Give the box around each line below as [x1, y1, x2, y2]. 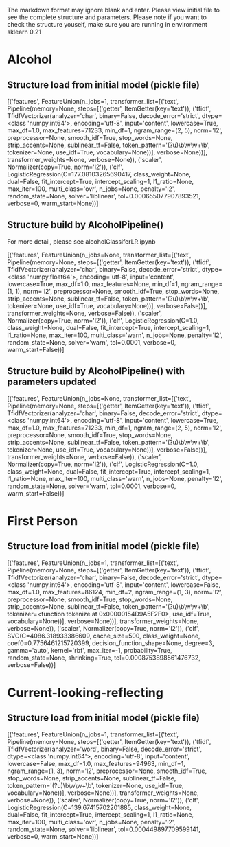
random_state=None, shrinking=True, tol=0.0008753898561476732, [7, 653, 200, 662]
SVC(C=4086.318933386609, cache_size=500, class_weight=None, [7, 631, 200, 640]
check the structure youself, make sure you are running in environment [7, 21, 208, 28]
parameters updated [7, 376, 97, 388]
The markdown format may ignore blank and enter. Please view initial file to [7, 6, 220, 14]
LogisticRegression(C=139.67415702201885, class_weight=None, [7, 803, 192, 811]
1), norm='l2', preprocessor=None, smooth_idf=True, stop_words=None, [14, 287, 220, 295]
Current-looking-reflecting [7, 684, 163, 700]
